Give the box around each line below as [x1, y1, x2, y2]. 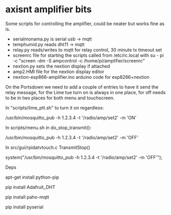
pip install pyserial [5, 204, 44, 210]
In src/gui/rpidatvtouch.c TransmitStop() [5, 144, 91, 150]
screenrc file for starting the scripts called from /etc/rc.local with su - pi [12, 52, 164, 58]
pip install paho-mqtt [5, 193, 50, 200]
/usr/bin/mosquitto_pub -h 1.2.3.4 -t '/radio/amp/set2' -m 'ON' [5, 114, 137, 121]
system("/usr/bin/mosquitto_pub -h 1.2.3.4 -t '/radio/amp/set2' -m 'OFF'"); [5, 154, 163, 160]
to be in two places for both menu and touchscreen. [5, 95, 115, 101]
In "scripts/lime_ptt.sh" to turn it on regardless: [5, 104, 104, 111]
